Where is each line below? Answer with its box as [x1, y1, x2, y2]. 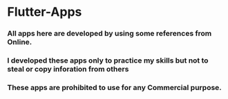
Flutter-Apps [7, 4, 82, 20]
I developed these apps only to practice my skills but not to [7, 56, 209, 65]
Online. [7, 37, 32, 47]
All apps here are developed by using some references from [7, 29, 212, 38]
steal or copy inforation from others [7, 65, 129, 74]
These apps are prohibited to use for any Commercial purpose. [7, 82, 222, 92]
